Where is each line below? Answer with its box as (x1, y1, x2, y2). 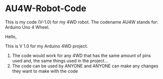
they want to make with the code (12, 68, 78, 74)
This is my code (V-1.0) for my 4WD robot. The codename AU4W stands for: (5, 19, 159, 25)
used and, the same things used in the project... (12, 58, 108, 63)
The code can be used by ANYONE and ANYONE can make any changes (12, 63, 159, 69)
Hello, (5, 34, 17, 39)
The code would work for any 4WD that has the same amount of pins (12, 52, 151, 59)
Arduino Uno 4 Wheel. (5, 24, 50, 30)
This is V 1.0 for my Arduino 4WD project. (5, 43, 88, 49)
